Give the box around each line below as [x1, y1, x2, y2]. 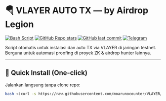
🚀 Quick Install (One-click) [5, 68, 88, 77]
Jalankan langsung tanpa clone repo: [5, 82, 81, 88]
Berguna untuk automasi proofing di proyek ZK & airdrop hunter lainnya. [5, 50, 152, 56]
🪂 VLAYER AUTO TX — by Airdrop [5, 5, 149, 16]
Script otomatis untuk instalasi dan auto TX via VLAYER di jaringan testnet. [5, 44, 157, 50]
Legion [5, 19, 34, 30]
